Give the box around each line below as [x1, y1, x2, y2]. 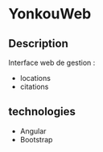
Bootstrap [19, 134, 53, 144]
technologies [8, 105, 76, 118]
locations [19, 74, 51, 82]
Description [8, 37, 68, 50]
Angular [19, 126, 47, 136]
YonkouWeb [8, 5, 92, 23]
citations [19, 82, 49, 91]
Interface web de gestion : [8, 58, 96, 67]
